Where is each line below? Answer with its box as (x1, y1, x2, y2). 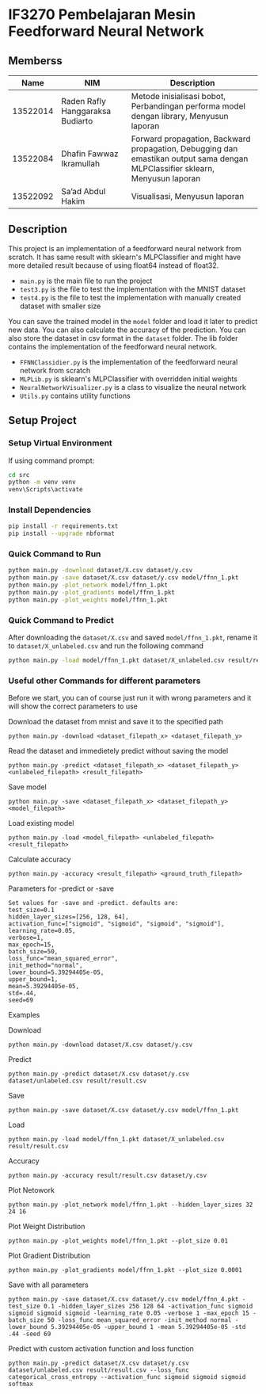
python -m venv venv (8, 478, 77, 487)
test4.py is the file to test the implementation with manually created (19, 292, 241, 302)
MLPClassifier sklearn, (131, 163, 215, 174)
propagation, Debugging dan (131, 143, 238, 154)
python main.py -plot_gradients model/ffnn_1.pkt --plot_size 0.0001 (8, 1266, 243, 1274)
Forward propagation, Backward (131, 133, 251, 144)
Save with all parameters (8, 1280, 89, 1289)
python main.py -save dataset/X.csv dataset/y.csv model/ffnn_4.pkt (8, 1296, 239, 1304)
